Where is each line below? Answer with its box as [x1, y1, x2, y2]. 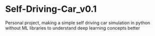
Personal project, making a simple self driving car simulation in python [5, 20, 150, 26]
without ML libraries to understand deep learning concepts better [5, 25, 140, 31]
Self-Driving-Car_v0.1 [5, 3, 97, 15]
